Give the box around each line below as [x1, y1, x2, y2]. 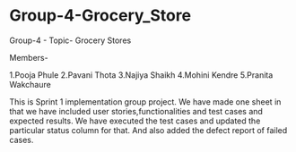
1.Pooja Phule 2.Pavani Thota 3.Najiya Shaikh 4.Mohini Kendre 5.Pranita [9, 69, 274, 80]
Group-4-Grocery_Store [9, 5, 191, 26]
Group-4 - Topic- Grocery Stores [9, 35, 132, 46]
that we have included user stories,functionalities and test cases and [9, 106, 263, 116]
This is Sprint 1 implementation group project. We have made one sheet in [9, 96, 282, 107]
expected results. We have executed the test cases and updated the [9, 115, 261, 126]
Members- [9, 52, 48, 63]
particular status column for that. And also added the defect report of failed [9, 124, 288, 135]
